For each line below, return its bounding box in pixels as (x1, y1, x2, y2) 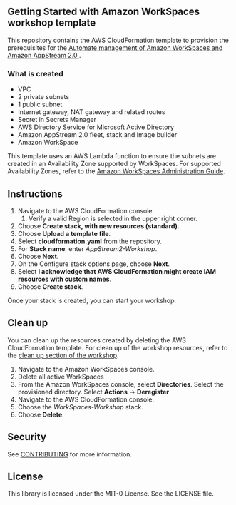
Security (7, 431, 46, 443)
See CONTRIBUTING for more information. (7, 449, 133, 459)
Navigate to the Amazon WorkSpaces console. (17, 364, 155, 373)
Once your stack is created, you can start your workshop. (7, 296, 177, 305)
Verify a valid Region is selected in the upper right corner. (28, 214, 197, 223)
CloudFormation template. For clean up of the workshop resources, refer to (7, 343, 228, 352)
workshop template (7, 17, 96, 29)
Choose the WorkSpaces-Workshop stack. (17, 402, 144, 411)
